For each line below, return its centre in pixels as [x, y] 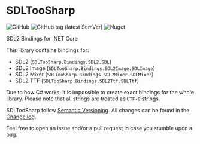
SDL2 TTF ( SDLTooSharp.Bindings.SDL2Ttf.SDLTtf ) [77, 81]
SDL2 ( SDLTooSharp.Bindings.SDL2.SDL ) [63, 62]
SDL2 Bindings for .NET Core [42, 38]
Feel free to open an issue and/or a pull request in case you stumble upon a [99, 128]
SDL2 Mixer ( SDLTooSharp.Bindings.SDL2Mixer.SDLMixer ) [84, 74]
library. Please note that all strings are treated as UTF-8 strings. [83, 99]
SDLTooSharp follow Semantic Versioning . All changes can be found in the [98, 110]
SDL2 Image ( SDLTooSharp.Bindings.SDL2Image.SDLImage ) [85, 68]
